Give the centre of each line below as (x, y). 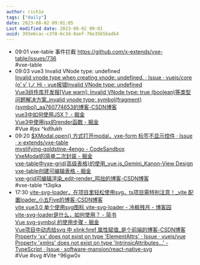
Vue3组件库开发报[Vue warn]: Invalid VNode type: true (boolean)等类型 (103, 92)
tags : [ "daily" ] (26, 17)
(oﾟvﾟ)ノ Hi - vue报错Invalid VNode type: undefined (78, 85)
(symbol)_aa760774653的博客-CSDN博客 (66, 107)
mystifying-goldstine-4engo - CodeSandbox (70, 149)
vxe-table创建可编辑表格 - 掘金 (53, 171)
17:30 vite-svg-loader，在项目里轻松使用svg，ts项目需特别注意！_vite (101, 193)
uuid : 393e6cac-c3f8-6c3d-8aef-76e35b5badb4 (63, 34)
